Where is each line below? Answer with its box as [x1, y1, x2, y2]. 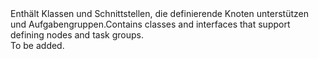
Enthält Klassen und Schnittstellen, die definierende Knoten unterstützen [10, 8, 309, 19]
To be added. [10, 40, 65, 51]
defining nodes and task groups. [10, 29, 144, 41]
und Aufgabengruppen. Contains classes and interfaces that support [10, 18, 291, 30]
